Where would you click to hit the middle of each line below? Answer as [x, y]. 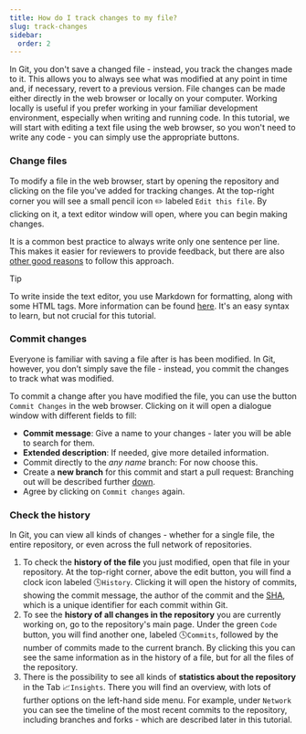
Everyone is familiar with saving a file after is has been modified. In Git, [142, 359]
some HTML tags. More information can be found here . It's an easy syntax [149, 306]
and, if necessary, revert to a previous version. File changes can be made [148, 89]
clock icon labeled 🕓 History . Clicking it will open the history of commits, [160, 582]
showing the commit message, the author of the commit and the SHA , [154, 595]
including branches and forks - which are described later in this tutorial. [157, 720]
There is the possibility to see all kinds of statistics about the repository [159, 677]
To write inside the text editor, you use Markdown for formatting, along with [151, 296]
